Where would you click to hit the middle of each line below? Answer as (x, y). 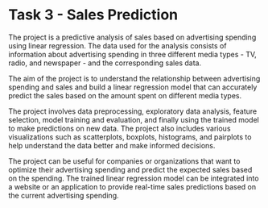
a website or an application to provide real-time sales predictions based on (132, 186)
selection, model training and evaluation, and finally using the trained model (134, 119)
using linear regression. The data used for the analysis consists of (118, 45)
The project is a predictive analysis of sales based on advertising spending (132, 37)
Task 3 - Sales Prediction (93, 15)
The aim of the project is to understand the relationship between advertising (134, 78)
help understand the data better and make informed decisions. (112, 145)
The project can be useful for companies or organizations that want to (124, 161)
